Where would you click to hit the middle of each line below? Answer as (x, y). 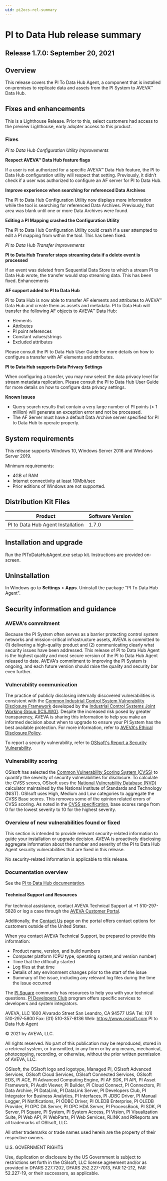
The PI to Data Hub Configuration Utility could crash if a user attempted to (81, 230)
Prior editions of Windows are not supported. (59, 486)
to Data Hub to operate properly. (46, 423)
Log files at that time (33, 967)
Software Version (109, 516)
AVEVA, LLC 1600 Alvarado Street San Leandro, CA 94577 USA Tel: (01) (79, 1013)
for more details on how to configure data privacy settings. (65, 387)
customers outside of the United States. (46, 926)
